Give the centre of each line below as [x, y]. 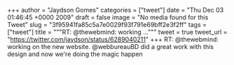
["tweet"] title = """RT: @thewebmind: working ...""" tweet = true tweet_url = [117, 32]
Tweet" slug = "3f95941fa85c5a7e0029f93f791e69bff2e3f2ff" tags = [107, 25]
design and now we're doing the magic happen [75, 54]
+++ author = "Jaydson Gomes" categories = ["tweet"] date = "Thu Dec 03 [116, 10]
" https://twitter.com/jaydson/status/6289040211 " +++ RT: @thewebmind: [113, 39]
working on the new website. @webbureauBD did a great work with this [110, 47]
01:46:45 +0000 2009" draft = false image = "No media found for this [108, 17]
